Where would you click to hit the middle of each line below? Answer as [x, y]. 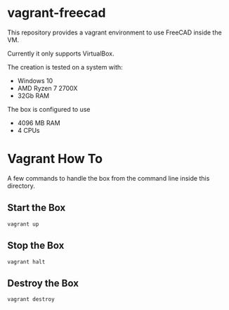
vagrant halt [26, 261]
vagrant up [23, 224]
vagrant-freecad [57, 13]
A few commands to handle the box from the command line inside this [109, 178]
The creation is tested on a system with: [65, 67]
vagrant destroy [31, 299]
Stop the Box [36, 246]
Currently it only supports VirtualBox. [61, 53]
